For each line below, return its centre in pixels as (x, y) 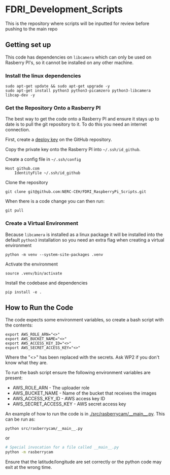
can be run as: (20, 419)
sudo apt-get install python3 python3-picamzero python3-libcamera (78, 91)
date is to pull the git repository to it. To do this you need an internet (76, 124)
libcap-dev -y (20, 95)
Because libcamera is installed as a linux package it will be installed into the (84, 234)
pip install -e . (24, 292)
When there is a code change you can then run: (55, 201)
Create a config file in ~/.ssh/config (43, 159)
